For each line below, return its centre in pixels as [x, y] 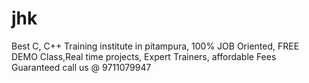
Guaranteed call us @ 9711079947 [81, 67]
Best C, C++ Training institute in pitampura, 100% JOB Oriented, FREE [155, 46]
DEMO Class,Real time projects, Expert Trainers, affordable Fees [144, 56]
